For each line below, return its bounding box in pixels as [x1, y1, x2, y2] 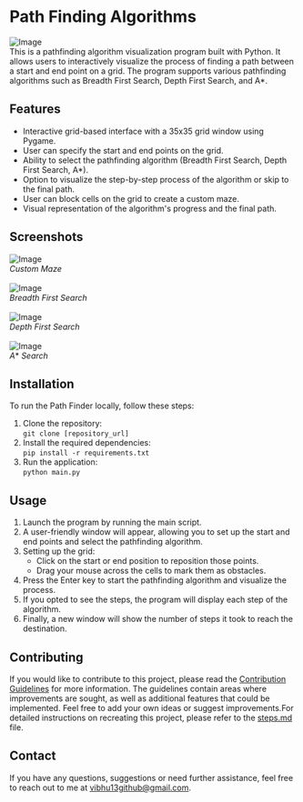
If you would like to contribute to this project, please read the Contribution [9, 674, 287, 684]
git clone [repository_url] [22, 429, 129, 438]
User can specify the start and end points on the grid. [22, 145, 225, 155]
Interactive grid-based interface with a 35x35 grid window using [22, 125, 264, 136]
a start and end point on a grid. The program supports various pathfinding [9, 65, 287, 76]
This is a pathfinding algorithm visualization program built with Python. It [9, 45, 281, 56]
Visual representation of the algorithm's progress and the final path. [22, 203, 278, 214]
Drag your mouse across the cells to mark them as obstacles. [35, 566, 267, 576]
